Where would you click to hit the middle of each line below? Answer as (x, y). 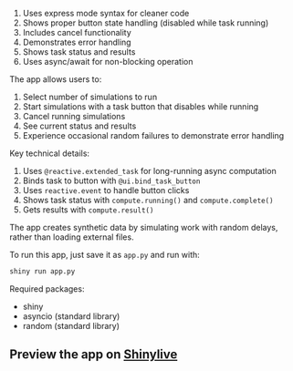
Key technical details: (49, 153)
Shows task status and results (79, 52)
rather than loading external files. (72, 237)
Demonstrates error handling (77, 42)
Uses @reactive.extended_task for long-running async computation (149, 171)
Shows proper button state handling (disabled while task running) (146, 23)
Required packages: (47, 289)
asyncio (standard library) (71, 316)
